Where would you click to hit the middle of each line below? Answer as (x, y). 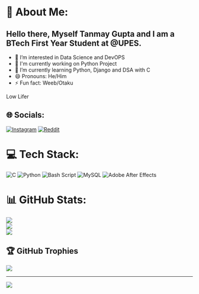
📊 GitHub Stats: (46, 200)
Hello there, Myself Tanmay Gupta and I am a (90, 34)
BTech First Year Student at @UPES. (74, 43)
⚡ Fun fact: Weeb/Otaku (44, 83)
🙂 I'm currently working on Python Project (66, 64)
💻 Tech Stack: (43, 154)
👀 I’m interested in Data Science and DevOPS (70, 57)
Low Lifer (17, 96)
